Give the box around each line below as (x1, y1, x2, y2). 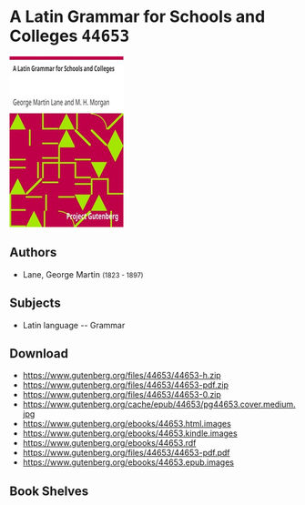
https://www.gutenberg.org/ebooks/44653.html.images (22, 419, 232, 429)
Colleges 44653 (9, 25, 130, 46)
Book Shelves (9, 483, 89, 499)
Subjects (9, 296, 61, 311)
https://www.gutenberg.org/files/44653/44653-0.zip (22, 389, 221, 400)
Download (9, 346, 68, 361)
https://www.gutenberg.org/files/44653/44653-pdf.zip (22, 379, 229, 390)
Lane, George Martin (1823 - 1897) (22, 268, 144, 279)
